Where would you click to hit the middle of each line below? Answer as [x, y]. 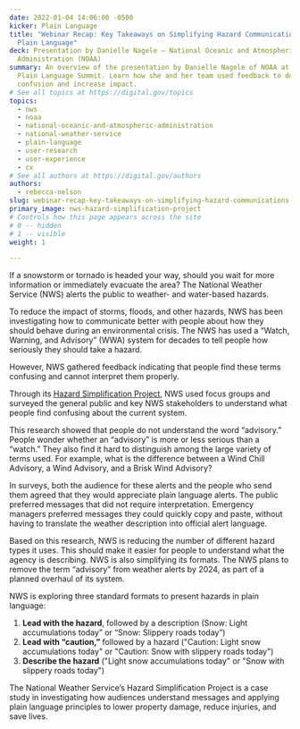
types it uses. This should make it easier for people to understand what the [147, 550]
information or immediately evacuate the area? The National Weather [136, 285]
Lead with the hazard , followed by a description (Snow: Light [135, 623]
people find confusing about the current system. [98, 413]
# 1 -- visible [37, 233]
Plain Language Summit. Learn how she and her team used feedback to [149, 76]
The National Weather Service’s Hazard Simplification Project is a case [139, 688]
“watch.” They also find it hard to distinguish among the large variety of [140, 449]
